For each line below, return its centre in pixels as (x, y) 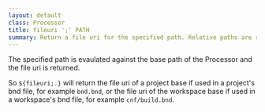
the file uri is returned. (44, 68)
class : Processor (37, 23)
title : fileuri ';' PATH (49, 30)
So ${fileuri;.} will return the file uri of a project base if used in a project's (131, 83)
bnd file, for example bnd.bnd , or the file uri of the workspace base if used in (132, 92)
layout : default (35, 15)
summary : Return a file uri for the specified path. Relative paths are (130, 37)
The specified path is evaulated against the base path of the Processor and (130, 60)
